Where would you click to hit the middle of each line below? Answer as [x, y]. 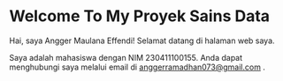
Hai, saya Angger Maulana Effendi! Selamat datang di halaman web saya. [142, 40]
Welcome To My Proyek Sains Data [140, 16]
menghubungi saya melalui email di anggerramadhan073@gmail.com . [137, 67]
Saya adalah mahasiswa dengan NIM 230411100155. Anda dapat [126, 57]
